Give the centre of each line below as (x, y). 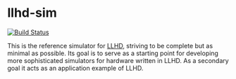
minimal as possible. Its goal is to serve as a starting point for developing (113, 53)
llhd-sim (32, 13)
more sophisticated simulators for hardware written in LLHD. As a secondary (118, 60)
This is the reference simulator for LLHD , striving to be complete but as (110, 45)
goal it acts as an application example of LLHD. (75, 68)
